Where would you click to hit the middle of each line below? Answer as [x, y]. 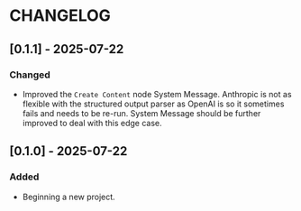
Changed [30, 75]
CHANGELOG [60, 16]
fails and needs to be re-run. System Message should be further [141, 113]
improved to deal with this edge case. [92, 123]
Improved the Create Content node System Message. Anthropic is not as [157, 94]
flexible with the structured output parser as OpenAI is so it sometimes [153, 104]
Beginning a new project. [68, 197]
